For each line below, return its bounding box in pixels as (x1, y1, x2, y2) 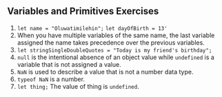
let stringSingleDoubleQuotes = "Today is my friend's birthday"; (17, 47, 212, 54)
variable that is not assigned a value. (17, 60, 122, 68)
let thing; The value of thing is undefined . (17, 82, 139, 90)
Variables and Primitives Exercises (7, 6, 159, 17)
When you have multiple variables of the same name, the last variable (17, 31, 215, 39)
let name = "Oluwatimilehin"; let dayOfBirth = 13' (17, 25, 168, 32)
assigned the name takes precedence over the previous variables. (17, 38, 205, 47)
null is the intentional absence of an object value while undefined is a (17, 53, 215, 61)
